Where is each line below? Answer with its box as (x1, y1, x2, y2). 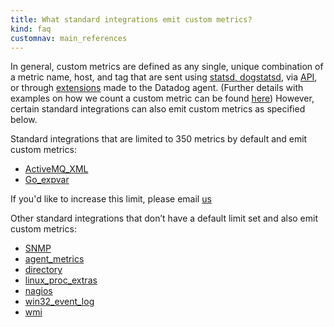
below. (10, 114, 38, 126)
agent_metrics (24, 253, 85, 265)
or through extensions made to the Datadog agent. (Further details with (10, 82, 304, 94)
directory (24, 264, 63, 276)
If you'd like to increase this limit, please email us (10, 193, 212, 205)
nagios (24, 285, 53, 297)
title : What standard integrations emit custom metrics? (10, 14, 253, 25)
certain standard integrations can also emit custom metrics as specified (10, 103, 306, 115)
